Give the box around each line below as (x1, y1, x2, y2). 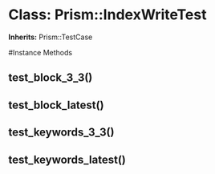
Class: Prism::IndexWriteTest (8, 6, 207, 24)
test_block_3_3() (8, 71, 93, 85)
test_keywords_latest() (8, 152, 126, 166)
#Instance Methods (8, 47, 73, 57)
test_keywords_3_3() (8, 126, 115, 140)
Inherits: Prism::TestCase (8, 32, 93, 42)
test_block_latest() (8, 98, 104, 111)
